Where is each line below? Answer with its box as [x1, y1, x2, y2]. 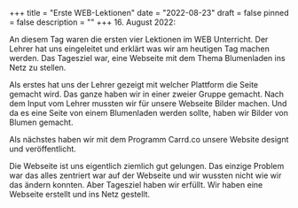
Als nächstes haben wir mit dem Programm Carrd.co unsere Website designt [9, 135, 289, 144]
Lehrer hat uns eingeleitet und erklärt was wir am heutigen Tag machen [9, 43, 271, 54]
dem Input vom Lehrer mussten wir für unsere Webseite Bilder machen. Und [9, 98, 287, 109]
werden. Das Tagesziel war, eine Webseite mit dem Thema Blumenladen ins [9, 53, 286, 63]
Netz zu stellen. [9, 62, 67, 73]
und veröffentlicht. [9, 143, 77, 154]
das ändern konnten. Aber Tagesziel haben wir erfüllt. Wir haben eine [9, 180, 263, 189]
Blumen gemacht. [9, 117, 74, 127]
